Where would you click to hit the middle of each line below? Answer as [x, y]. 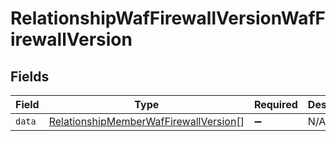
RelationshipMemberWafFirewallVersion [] [146, 121]
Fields [30, 76]
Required [275, 104]
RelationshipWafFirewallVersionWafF [168, 18]
